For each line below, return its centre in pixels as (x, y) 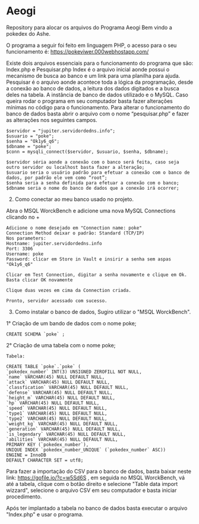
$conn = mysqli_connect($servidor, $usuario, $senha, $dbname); (87, 152)
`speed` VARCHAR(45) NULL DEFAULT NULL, (57, 408)
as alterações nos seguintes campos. (52, 120)
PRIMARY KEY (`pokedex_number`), (48, 444)
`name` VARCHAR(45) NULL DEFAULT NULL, (56, 377)
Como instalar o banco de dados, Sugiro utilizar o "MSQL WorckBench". (103, 312)
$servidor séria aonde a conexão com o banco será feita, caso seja (93, 162)
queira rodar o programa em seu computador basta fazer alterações (90, 101)
